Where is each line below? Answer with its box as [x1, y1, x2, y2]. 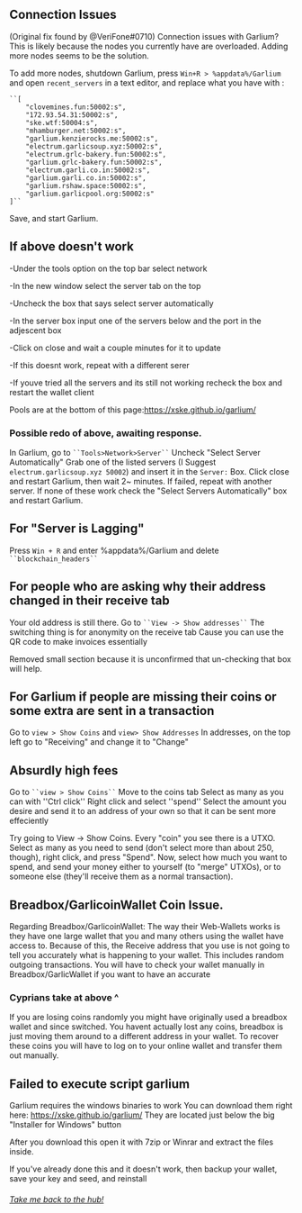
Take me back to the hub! [9, 1193, 104, 1205]
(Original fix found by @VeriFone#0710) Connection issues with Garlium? [9, 31, 280, 41]
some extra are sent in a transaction [9, 702, 215, 719]
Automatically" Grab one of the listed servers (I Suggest [9, 457, 217, 467]
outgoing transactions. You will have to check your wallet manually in [9, 959, 265, 970]
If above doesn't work [9, 239, 135, 255]
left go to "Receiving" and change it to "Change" [9, 737, 189, 747]
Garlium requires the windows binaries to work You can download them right [9, 1100, 293, 1111]
